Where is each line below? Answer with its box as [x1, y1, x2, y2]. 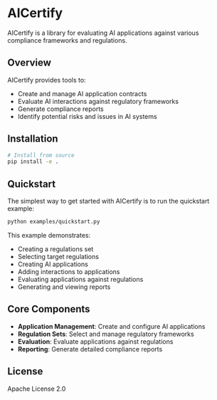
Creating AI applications [17, 260, 89, 268]
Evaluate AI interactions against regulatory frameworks [17, 97, 179, 105]
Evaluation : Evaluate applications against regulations [17, 337, 174, 346]
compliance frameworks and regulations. [7, 36, 127, 44]
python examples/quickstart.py [7, 219, 100, 226]
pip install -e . [7, 158, 59, 165]
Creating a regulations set [17, 245, 94, 253]
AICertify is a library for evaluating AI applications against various [7, 28, 199, 37]
